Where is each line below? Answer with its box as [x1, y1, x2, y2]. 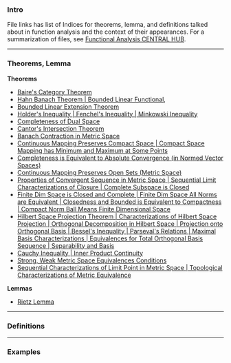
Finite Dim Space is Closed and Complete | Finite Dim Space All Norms [16, 190, 218, 198]
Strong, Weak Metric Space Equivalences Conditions [16, 256, 167, 265]
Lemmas [7, 284, 32, 292]
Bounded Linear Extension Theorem [16, 102, 120, 111]
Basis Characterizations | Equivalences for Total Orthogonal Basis [16, 234, 203, 242]
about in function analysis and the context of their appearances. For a [7, 28, 205, 36]
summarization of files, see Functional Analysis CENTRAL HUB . [7, 35, 186, 43]
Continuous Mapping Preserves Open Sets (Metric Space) [16, 168, 182, 176]
